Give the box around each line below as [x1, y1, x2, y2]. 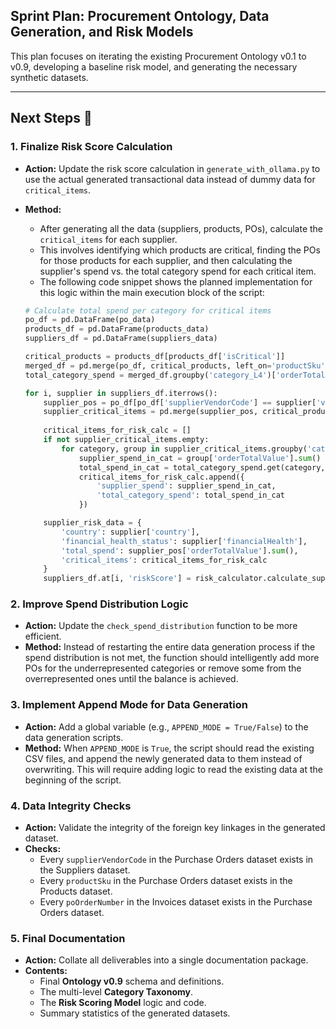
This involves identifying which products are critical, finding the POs [39, 244, 321, 256]
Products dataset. [39, 885, 113, 898]
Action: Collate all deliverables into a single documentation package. [24, 954, 309, 966]
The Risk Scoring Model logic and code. [39, 997, 207, 1009]
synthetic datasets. [10, 71, 89, 83]
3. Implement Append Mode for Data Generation [10, 698, 248, 712]
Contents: [24, 965, 68, 977]
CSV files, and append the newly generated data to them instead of [24, 752, 303, 764]
